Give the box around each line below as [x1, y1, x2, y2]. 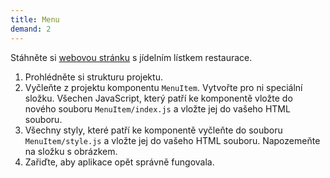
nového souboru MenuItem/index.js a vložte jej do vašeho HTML [24, 102, 291, 115]
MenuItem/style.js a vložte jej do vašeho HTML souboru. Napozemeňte [24, 134, 321, 146]
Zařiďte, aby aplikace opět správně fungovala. [24, 156, 215, 168]
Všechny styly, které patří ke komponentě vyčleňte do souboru [24, 124, 283, 136]
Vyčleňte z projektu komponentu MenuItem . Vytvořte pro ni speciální [24, 81, 303, 93]
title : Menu [10, 14, 60, 25]
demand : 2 [10, 24, 52, 34]
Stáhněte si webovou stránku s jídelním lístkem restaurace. [10, 51, 253, 63]
